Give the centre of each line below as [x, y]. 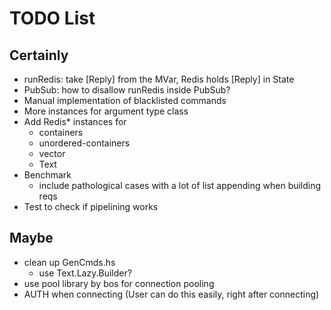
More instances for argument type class [106, 111]
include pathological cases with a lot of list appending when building [180, 185]
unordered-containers [84, 143]
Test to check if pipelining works [91, 206]
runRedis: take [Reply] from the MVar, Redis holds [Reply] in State [159, 79]
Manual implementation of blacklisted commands [125, 100]
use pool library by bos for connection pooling [119, 283]
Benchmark [47, 175]
